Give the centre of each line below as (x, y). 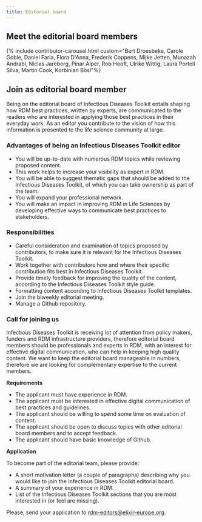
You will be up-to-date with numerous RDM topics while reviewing (98, 159)
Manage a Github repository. (51, 303)
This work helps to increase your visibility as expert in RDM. (90, 172)
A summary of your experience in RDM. (64, 488)
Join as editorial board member (66, 89)
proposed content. (38, 165)
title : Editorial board (36, 12)
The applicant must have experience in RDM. (71, 395)
